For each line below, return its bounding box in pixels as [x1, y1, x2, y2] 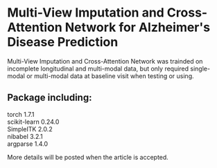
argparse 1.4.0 [7, 140, 49, 148]
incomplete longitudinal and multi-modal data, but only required [7, 64, 189, 73]
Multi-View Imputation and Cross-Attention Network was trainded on [7, 57, 203, 65]
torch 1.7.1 [7, 110, 35, 118]
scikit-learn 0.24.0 [7, 118, 60, 126]
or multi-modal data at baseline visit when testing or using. [26, 71, 194, 80]
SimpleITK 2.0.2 [7, 124, 53, 133]
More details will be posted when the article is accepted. [7, 153, 168, 161]
